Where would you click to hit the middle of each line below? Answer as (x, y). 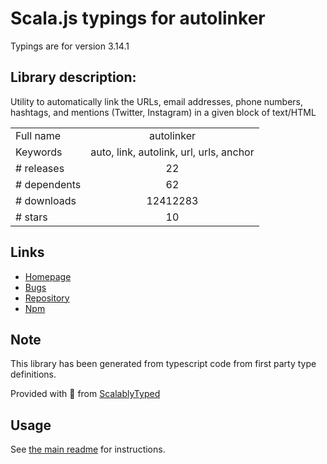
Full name (38, 135)
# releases (40, 168)
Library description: (73, 77)
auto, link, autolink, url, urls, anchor (172, 152)
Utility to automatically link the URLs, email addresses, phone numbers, (157, 101)
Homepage (48, 276)
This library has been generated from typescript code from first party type (163, 364)
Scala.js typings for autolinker (138, 18)
